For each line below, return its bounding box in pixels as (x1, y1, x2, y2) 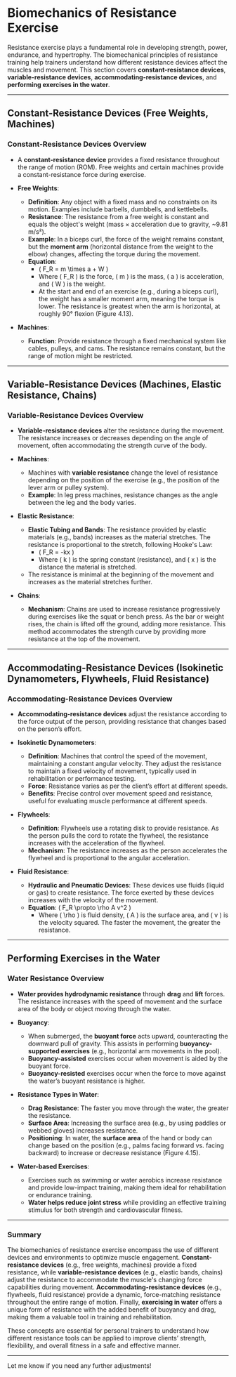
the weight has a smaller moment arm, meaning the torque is (38, 294, 214, 303)
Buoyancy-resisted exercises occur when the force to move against (27, 1069, 226, 1077)
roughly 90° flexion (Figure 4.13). (38, 309, 133, 317)
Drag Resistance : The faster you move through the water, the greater (27, 1104, 229, 1112)
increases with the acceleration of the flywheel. (27, 839, 166, 847)
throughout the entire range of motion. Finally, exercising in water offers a (7, 1298, 223, 1306)
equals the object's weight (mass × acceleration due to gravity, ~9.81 (27, 220, 228, 228)
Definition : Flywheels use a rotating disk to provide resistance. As (27, 824, 219, 832)
